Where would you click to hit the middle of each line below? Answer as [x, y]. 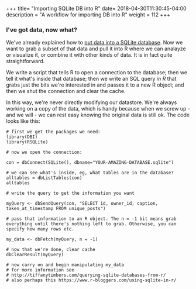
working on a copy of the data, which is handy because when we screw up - [98, 109]
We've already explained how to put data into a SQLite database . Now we [94, 43]
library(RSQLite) [27, 142]
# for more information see [40, 270]
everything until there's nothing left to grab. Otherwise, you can [91, 224]
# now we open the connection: [44, 152]
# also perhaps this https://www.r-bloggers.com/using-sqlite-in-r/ [91, 280]
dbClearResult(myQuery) [35, 255]
